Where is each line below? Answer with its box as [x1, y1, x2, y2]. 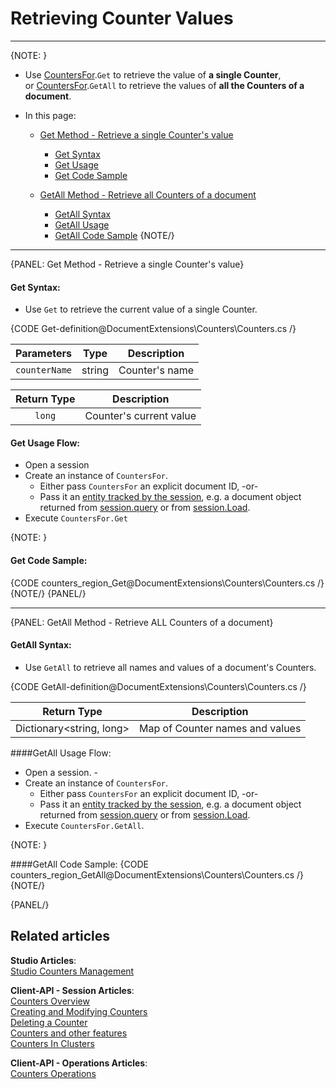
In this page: [24, 109, 77, 121]
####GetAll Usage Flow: [10, 747, 112, 759]
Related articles [10, 928, 110, 945]
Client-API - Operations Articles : [10, 1057, 148, 1069]
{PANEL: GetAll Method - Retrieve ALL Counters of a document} [10, 616, 274, 628]
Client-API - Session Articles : [10, 984, 135, 996]
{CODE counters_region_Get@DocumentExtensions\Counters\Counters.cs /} [10, 577, 325, 589]
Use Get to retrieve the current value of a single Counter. [24, 303, 258, 316]
